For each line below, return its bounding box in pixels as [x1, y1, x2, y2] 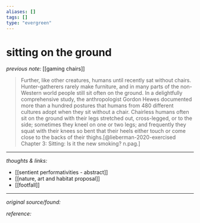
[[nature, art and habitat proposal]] [14, 175, 100, 182]
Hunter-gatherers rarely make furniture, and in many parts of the [20, 83, 180, 90]
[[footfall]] [14, 181, 40, 188]
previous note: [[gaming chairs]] [6, 65, 85, 72]
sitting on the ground [6, 45, 112, 59]
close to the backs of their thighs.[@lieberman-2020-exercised [20, 134, 176, 141]
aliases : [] [6, 8, 36, 15]
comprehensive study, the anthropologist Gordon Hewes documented [20, 96, 192, 103]
